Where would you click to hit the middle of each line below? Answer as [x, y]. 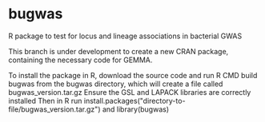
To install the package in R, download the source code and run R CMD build [133, 75]
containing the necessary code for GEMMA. [80, 60]
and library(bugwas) [136, 109]
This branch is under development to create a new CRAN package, [118, 51]
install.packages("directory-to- [135, 100]
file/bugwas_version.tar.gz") [54, 109]
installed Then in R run [45, 100]
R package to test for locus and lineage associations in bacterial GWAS [125, 36]
